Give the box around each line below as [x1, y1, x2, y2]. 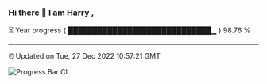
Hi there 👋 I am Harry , [8, 7, 95, 18]
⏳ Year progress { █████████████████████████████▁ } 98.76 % [8, 25, 251, 35]
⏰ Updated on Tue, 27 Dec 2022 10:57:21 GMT [8, 52, 161, 61]
